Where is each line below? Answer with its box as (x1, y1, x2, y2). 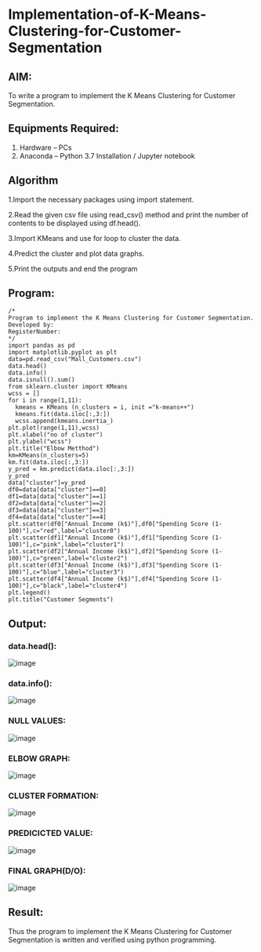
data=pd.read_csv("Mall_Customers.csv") (8, 356, 143, 363)
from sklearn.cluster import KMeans (8, 383, 128, 391)
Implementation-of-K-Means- (8, 5, 207, 24)
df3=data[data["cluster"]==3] (8, 506, 107, 515)
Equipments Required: (8, 122, 119, 135)
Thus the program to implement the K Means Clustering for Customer (8, 926, 233, 936)
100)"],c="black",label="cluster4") (8, 582, 128, 590)
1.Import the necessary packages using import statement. (8, 195, 194, 204)
